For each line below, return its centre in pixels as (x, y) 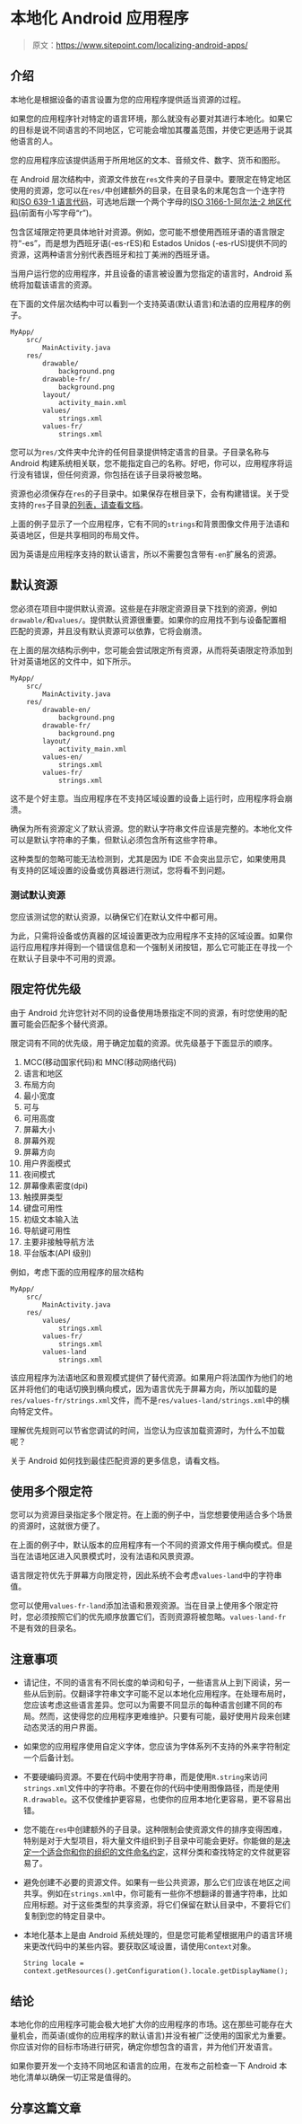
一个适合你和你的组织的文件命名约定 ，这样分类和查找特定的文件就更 (157, 1852)
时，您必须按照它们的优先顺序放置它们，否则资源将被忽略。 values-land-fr (148, 1617)
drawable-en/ (67, 709)
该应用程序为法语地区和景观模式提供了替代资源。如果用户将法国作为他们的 (147, 1377)
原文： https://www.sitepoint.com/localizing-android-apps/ (140, 45)
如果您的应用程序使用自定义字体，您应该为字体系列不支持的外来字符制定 (156, 1747)
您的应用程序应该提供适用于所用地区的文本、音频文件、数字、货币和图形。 (147, 160)
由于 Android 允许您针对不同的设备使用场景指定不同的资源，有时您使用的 (145, 1012)
